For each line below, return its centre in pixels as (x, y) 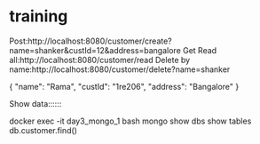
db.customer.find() (43, 130)
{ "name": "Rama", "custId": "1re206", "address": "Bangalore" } (124, 86)
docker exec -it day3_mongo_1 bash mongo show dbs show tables (130, 121)
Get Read (200, 50)
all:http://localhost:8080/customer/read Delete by (100, 60)
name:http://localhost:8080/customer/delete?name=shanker (120, 69)
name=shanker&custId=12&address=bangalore (95, 50)
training (39, 16)
